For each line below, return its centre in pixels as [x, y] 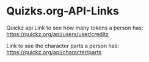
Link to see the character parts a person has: [63, 46]
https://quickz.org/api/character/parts [54, 52]
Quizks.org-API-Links [63, 11]
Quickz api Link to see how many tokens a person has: [75, 28]
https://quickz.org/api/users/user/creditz [57, 34]
